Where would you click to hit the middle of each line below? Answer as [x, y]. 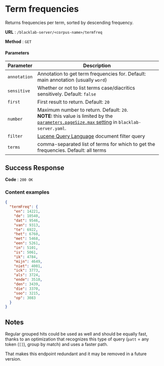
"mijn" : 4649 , [28, 261]
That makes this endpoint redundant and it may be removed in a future [76, 354]
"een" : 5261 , [27, 243]
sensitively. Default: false [67, 94]
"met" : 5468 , [27, 239]
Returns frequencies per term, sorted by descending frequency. [69, 23]
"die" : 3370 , [27, 289]
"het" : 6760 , [27, 234]
